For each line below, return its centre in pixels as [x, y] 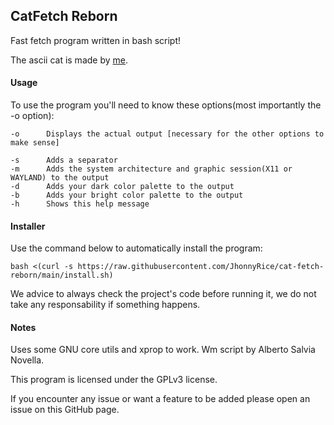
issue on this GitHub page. [65, 410]
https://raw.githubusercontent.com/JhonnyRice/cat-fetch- [201, 267]
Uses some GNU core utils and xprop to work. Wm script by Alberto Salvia [163, 350]
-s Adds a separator [64, 160]
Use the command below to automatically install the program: [136, 248]
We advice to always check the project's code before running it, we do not [163, 294]
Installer [28, 226]
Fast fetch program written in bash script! [95, 40]
